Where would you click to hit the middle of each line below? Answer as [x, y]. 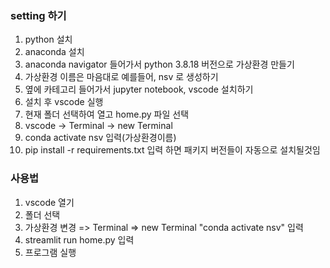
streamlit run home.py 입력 [79, 239]
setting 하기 [38, 15]
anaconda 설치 [54, 52]
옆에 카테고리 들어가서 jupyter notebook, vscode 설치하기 [139, 89]
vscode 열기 [49, 202]
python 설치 [48, 39]
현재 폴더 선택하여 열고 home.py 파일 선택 [107, 114]
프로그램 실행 [50, 252]
